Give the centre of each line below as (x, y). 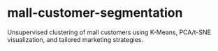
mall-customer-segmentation (95, 13)
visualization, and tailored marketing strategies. (75, 39)
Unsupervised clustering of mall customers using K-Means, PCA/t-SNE (109, 32)
